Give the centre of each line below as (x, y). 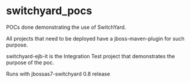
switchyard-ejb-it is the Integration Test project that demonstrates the (91, 56)
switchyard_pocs (49, 11)
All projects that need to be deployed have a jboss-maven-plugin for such (95, 38)
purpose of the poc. (30, 62)
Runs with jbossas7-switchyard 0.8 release (58, 74)
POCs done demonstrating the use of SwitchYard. (66, 27)
